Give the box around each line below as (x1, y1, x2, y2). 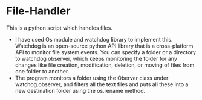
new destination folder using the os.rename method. (15, 87, 146, 94)
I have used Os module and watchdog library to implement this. (15, 36, 173, 43)
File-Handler (6, 4, 71, 18)
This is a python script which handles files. (6, 24, 113, 31)
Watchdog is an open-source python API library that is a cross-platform (15, 42, 194, 49)
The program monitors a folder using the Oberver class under (15, 74, 169, 81)
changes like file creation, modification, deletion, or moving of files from (15, 61, 195, 69)
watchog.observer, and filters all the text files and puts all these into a (15, 80, 189, 88)
